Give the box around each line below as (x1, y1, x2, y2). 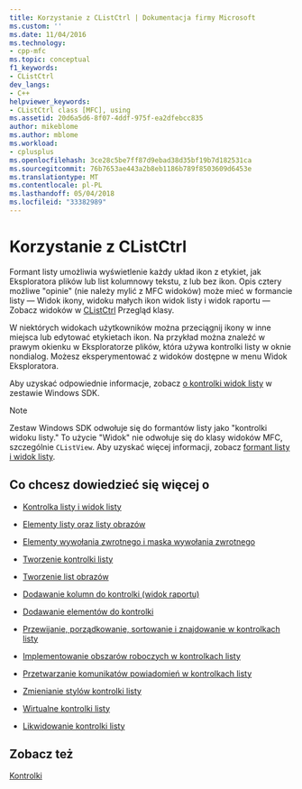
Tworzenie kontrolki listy (22, 554, 114, 564)
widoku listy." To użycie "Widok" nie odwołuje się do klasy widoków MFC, (9, 432, 283, 443)
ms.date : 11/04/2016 (9, 30, 87, 39)
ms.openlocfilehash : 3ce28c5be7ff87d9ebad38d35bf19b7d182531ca (9, 155, 252, 165)
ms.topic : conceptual (9, 55, 91, 64)
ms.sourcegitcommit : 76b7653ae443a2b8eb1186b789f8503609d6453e (9, 164, 252, 173)
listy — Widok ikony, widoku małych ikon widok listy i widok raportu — (9, 295, 270, 306)
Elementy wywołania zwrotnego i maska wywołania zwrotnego (22, 536, 255, 546)
